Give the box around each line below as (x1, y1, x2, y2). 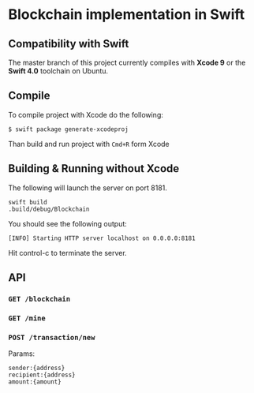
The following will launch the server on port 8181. (8, 183, 168, 193)
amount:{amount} (8, 378, 62, 386)
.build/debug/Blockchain (8, 205, 90, 213)
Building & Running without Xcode (8, 162, 180, 175)
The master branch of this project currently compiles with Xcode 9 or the (8, 58, 246, 67)
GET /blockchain (8, 294, 71, 303)
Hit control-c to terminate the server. (8, 248, 128, 257)
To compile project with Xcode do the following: (8, 110, 164, 119)
